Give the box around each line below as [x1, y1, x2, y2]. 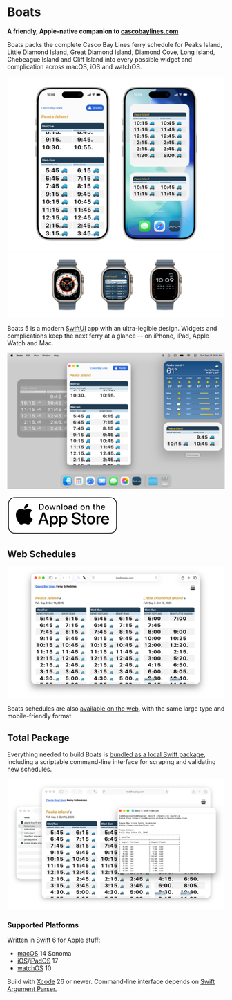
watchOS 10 [17, 964, 52, 972]
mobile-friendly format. [7, 712, 74, 720]
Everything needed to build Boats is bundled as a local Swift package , [7, 750, 206, 758]
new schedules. [7, 765, 52, 773]
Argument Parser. [7, 985, 57, 993]
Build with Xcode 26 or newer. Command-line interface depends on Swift [7, 977, 215, 986]
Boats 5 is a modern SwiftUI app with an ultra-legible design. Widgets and [7, 325, 217, 333]
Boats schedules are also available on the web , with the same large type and [7, 704, 225, 713]
